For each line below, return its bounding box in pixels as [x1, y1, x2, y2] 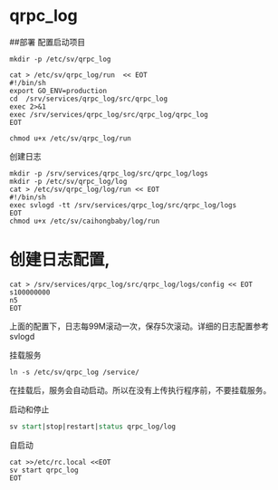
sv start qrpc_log [9, 466, 79, 475]
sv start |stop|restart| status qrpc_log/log [9, 422, 177, 431]
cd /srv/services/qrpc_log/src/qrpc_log [9, 94, 168, 103]
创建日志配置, [9, 250, 110, 270]
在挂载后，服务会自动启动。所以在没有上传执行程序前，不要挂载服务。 [9, 384, 272, 395]
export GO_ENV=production [9, 86, 107, 95]
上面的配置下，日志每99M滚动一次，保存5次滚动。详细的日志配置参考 [9, 321, 270, 331]
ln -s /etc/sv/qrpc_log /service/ [9, 368, 140, 377]
